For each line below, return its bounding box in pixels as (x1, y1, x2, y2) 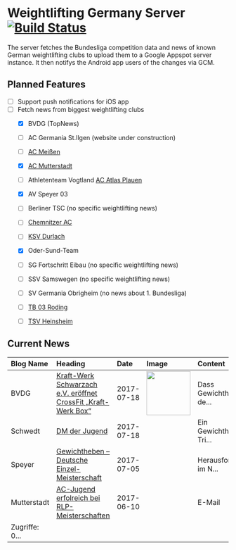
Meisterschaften (55, 511, 110, 520)
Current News (7, 338, 70, 350)
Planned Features (7, 79, 86, 91)
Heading (55, 358, 86, 368)
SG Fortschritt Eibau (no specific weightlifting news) (27, 261, 179, 269)
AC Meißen (27, 148, 61, 156)
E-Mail (197, 497, 221, 507)
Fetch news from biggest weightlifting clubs (17, 105, 145, 113)
